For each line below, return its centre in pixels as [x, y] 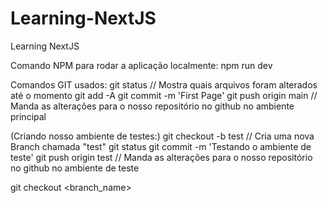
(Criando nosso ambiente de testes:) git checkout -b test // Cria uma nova [162, 136]
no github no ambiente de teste [75, 168]
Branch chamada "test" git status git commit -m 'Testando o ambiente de [161, 146]
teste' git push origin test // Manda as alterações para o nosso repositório [161, 157]
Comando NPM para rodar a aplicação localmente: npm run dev [141, 65]
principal [28, 116]
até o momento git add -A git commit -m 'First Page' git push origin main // [164, 95]
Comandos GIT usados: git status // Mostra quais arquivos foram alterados [164, 84]
